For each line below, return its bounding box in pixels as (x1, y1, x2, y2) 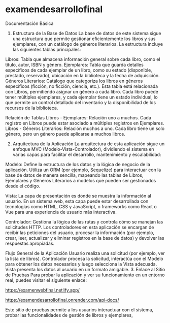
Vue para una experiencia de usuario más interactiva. (5, 209, 117, 215)
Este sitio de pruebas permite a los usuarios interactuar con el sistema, (5, 306, 154, 313)
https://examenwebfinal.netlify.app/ (5, 287, 80, 293)
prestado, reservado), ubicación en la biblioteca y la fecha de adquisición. (5, 72, 160, 78)
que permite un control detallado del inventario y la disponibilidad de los (5, 99, 156, 105)
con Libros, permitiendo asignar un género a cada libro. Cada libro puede (5, 88, 158, 94)
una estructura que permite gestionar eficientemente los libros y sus (12, 36, 156, 42)
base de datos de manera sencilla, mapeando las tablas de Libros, (5, 172, 144, 178)
